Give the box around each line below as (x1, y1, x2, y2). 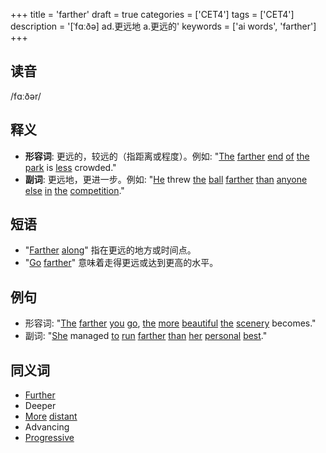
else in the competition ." (24, 184, 125, 196)
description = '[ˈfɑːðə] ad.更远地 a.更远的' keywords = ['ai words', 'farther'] (10, 20, 317, 32)
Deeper (24, 400, 57, 412)
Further (24, 389, 56, 401)
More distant (24, 410, 78, 423)
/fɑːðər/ (10, 90, 42, 102)
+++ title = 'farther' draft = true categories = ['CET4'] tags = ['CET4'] (10, 9, 295, 20)
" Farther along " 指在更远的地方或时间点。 (24, 244, 197, 256)
